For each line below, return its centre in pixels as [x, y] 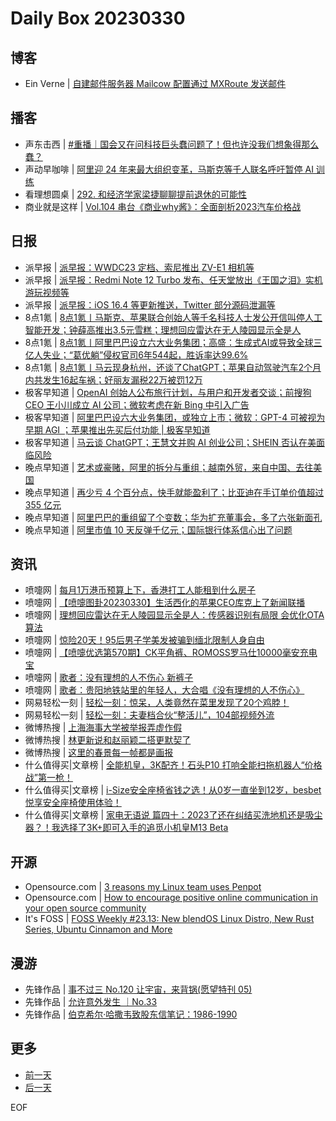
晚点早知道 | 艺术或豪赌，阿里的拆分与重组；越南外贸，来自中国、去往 [169, 467]
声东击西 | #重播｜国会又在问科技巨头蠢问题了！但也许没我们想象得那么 [172, 144]
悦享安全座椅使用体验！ [73, 803]
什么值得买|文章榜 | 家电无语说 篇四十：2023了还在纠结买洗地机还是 [165, 815]
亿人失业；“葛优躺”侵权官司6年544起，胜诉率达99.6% [136, 354]
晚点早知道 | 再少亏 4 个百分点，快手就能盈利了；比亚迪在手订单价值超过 [174, 492]
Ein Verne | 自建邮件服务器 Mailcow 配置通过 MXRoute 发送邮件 [155, 83]
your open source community [85, 908]
